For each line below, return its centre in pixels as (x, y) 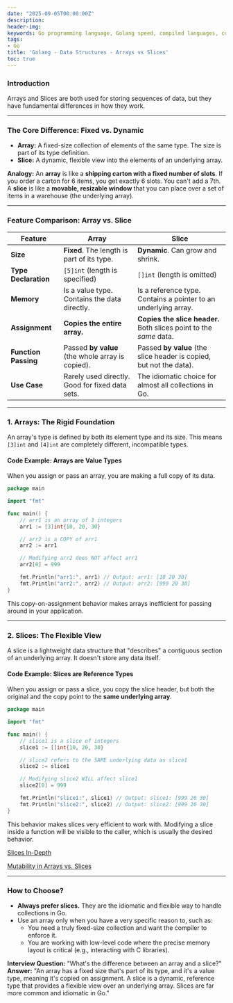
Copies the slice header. (179, 319)
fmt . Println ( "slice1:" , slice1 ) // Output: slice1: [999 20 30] (114, 798)
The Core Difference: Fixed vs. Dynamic (76, 130)
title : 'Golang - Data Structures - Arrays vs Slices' (88, 53)
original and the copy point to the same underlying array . (89, 697)
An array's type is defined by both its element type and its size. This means (115, 437)
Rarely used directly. (97, 376)
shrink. (149, 259)
